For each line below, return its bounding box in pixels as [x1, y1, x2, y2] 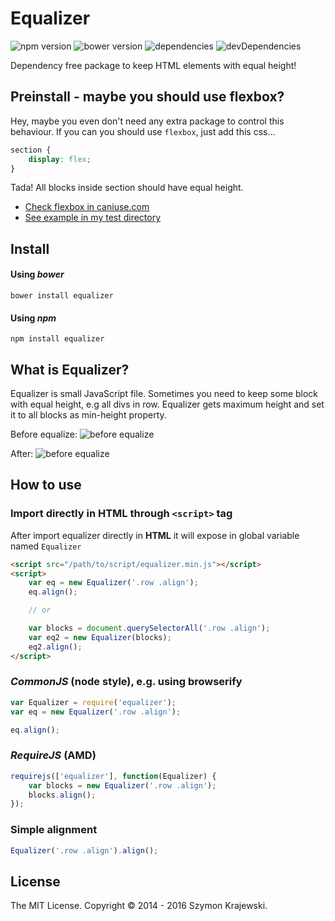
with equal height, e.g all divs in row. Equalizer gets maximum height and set [10, 398, 325, 410]
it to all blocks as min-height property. [10, 408, 167, 421]
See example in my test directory [24, 212, 162, 224]
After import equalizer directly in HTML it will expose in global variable [10, 529, 300, 541]
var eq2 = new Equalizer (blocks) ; [28, 632, 172, 642]
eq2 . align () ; [28, 642, 83, 652]
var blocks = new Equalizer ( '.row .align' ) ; [28, 780, 217, 791]
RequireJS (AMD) [10, 748, 97, 762]
